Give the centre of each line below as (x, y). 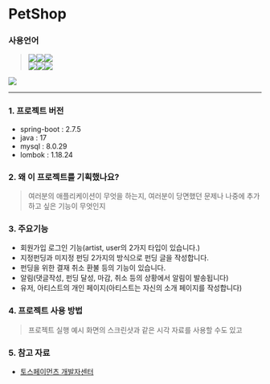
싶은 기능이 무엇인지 (74, 206)
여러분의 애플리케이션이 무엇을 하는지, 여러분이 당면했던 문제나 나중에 (136, 196)
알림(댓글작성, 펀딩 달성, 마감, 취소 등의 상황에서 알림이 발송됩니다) (124, 278)
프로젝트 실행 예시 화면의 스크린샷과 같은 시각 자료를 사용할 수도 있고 (135, 329)
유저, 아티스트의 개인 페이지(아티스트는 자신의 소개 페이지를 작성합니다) (131, 288)
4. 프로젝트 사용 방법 (45, 311)
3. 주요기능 (29, 229)
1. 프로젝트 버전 (36, 111)
